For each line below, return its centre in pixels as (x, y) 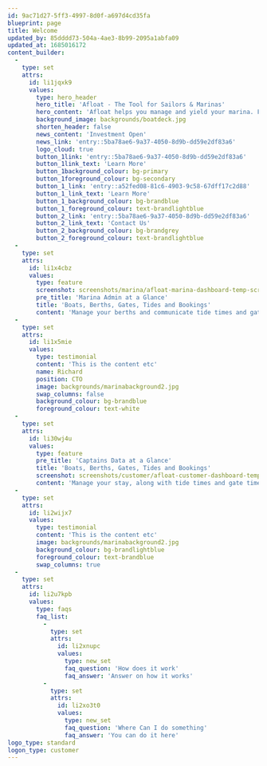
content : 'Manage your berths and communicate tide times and (141, 312)
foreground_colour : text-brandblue (95, 557)
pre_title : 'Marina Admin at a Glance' (102, 298)
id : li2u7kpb (50, 594)
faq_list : (52, 616)
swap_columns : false (70, 394)
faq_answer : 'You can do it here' (122, 735)
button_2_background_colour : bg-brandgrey (108, 231)
